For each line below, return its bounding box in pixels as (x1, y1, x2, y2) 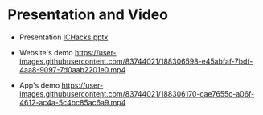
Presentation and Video (7, 6, 169, 24)
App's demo (18, 80, 60, 90)
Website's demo (18, 47, 73, 57)
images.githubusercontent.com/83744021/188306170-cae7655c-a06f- (18, 88, 255, 98)
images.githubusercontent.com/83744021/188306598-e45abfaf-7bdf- (18, 56, 253, 66)
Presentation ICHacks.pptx (18, 32, 109, 42)
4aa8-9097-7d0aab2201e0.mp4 (18, 64, 126, 74)
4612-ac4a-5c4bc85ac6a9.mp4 (18, 97, 126, 107)
